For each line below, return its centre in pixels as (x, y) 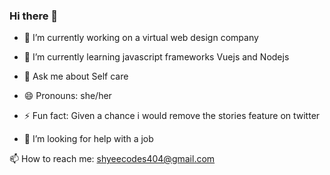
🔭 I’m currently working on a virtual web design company (141, 38)
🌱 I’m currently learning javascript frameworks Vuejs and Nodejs (156, 57)
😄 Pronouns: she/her (67, 96)
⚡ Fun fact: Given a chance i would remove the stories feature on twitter (172, 116)
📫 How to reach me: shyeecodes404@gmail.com (112, 159)
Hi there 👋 (34, 16)
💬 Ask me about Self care (76, 76)
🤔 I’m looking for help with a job (88, 139)
